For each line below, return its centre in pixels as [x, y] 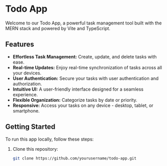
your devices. [27, 73]
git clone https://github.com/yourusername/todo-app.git [75, 158]
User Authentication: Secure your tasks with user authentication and [86, 78]
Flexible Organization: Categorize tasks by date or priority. [75, 100]
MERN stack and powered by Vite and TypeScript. [58, 28]
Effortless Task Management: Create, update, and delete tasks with [85, 57]
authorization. [27, 84]
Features [20, 45]
